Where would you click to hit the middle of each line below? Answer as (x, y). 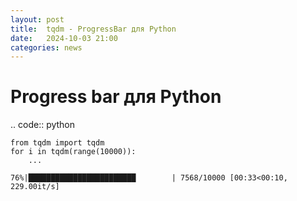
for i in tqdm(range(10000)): (73, 152)
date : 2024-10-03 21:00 (64, 38)
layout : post (37, 19)
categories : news (46, 47)
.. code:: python (43, 125)
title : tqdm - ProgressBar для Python (93, 29)
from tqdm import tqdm (57, 143)
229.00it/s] (35, 187)
